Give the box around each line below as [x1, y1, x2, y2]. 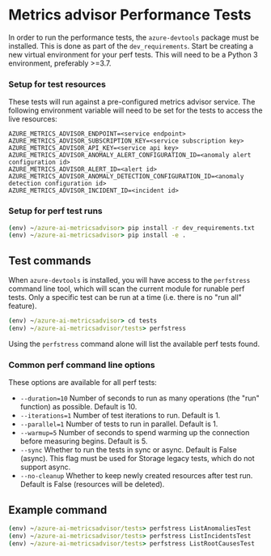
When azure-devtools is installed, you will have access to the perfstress [8, 276, 251, 285]
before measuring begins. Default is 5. [19, 436, 148, 447]
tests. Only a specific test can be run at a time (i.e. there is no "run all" [8, 293, 243, 302]
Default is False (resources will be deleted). [19, 480, 165, 490]
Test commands [8, 254, 91, 267]
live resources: [8, 114, 58, 124]
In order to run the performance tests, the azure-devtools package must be [8, 32, 260, 42]
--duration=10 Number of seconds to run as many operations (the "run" [19, 393, 260, 403]
